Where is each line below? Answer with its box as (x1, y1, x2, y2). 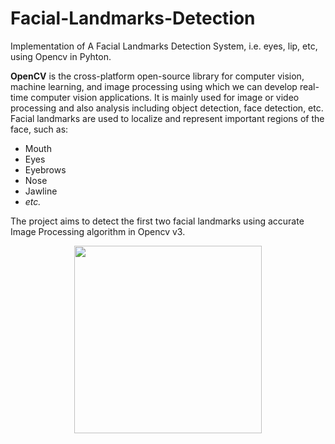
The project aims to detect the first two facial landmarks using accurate (10, 215, 305, 227)
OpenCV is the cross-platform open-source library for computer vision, (10, 70, 305, 82)
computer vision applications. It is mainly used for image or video (30, 91, 300, 103)
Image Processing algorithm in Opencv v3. (10, 225, 186, 237)
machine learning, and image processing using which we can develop (10, 80, 298, 92)
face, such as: (10, 123, 69, 135)
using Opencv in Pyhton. (10, 50, 112, 62)
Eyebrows (24, 163, 67, 176)
